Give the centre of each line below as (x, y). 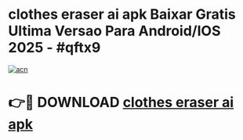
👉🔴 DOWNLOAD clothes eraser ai (121, 102)
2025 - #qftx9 (54, 48)
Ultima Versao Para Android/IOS (114, 31)
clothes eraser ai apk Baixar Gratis (122, 14)
